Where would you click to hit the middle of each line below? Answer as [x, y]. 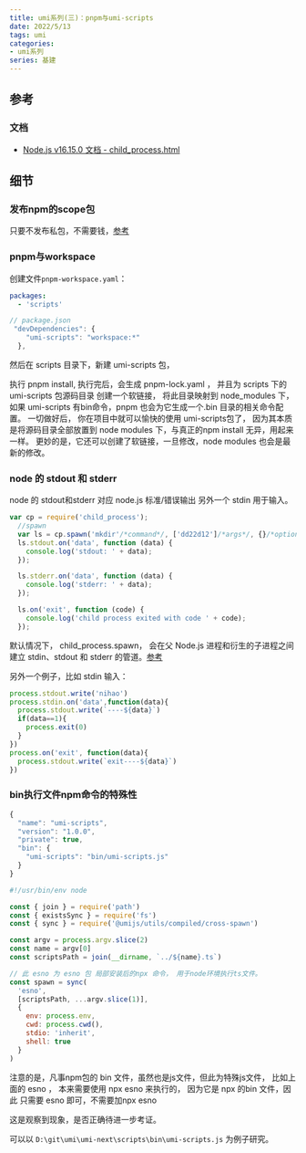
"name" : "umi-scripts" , [62, 823]
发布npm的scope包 [52, 209]
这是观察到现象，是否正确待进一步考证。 [85, 1119]
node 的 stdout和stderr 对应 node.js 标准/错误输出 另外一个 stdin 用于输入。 [151, 500]
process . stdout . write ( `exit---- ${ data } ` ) [97, 761]
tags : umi [28, 35]
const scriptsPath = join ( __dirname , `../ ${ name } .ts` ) [116, 958]
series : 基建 [33, 60]
